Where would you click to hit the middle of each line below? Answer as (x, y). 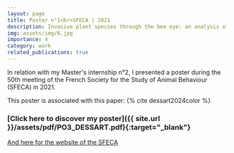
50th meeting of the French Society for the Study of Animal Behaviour (107, 79)
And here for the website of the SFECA (63, 143)
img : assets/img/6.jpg (40, 33)
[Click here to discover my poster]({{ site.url (84, 118)
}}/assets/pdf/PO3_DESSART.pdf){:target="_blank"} (99, 127)
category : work (29, 46)
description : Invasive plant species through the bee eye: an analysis (113, 26)
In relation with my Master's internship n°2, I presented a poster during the (114, 72)
